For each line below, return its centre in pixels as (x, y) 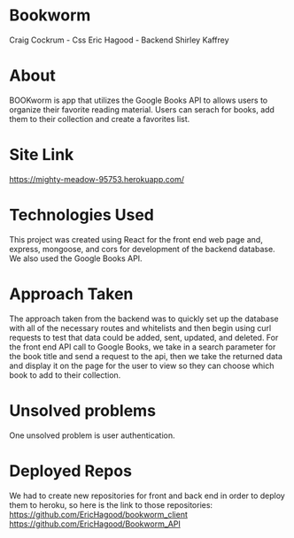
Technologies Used (82, 215)
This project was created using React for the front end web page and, (136, 239)
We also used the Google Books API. (76, 258)
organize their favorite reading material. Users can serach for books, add (142, 109)
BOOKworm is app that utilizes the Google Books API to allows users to (139, 100)
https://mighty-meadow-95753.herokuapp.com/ (97, 179)
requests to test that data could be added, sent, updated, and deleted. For (144, 337)
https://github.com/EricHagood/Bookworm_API (95, 524)
